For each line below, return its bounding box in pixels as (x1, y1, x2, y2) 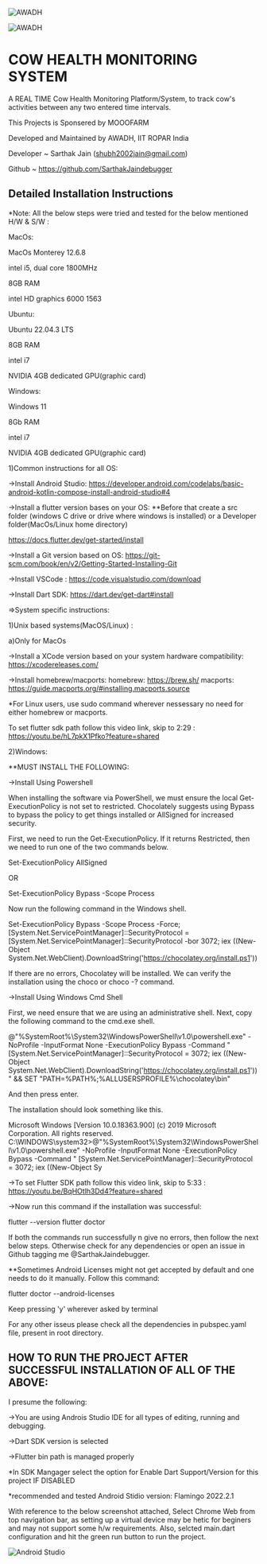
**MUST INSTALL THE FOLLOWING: (8, 762, 130, 772)
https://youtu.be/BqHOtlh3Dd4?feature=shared (8, 1186, 163, 1196)
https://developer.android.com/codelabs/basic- (88, 478, 244, 488)
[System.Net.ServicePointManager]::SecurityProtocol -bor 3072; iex (8, 936, 232, 946)
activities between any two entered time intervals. (8, 102, 172, 111)
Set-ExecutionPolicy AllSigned (8, 858, 107, 867)
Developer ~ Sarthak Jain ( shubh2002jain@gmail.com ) (8, 148, 188, 158)
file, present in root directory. (8, 1328, 103, 1337)
